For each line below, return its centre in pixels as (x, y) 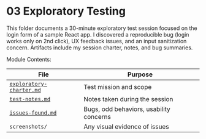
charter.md (25, 90)
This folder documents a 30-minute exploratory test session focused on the (102, 28)
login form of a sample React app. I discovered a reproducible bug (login (98, 34)
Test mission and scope (118, 87)
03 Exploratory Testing (66, 11)
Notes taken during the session (128, 99)
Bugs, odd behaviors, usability (127, 109)
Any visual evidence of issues (127, 126)
